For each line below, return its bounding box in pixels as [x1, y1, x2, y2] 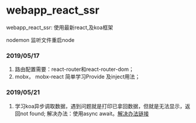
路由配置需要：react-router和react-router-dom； [14, 66, 134, 73]
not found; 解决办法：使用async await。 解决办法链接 [20, 110, 149, 117]
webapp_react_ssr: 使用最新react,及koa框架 [6, 24, 113, 31]
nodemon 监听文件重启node [6, 36, 75, 43]
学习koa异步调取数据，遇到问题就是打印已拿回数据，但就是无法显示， [14, 102, 185, 109]
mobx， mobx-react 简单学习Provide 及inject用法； [14, 73, 141, 80]
